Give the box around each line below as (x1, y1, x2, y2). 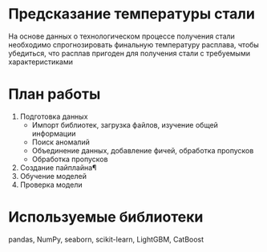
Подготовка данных (19, 112, 88, 121)
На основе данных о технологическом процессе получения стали (8, 31, 235, 41)
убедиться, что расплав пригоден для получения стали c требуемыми (8, 48, 251, 58)
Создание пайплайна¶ (19, 162, 97, 173)
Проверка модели (19, 180, 83, 189)
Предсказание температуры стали (8, 5, 255, 23)
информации (31, 128, 76, 138)
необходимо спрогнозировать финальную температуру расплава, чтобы (8, 39, 259, 49)
